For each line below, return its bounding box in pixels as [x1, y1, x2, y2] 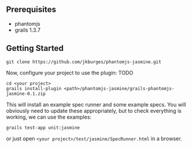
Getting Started [6, 43, 64, 53]
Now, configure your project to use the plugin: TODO [6, 69, 133, 76]
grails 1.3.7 [14, 26, 41, 33]
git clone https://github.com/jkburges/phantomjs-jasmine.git [6, 58, 161, 65]
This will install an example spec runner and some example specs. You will [6, 101, 186, 108]
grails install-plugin [6, 85, 62, 91]
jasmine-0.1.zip [6, 91, 46, 97]
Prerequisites [6, 5, 56, 15]
